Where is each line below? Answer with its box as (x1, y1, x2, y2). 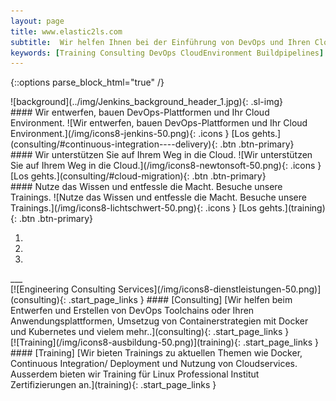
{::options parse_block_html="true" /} (10, 76, 165, 89)
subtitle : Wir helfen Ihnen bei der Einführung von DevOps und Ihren (10, 37, 311, 47)
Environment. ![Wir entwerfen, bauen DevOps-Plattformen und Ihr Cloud (10, 117, 308, 129)
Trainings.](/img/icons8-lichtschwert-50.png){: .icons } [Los (10, 202, 257, 214)
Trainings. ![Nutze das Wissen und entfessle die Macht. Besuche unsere (10, 191, 307, 204)
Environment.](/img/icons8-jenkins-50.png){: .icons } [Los (10, 128, 250, 140)
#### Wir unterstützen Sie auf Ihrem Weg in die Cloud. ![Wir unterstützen (10, 149, 313, 161)
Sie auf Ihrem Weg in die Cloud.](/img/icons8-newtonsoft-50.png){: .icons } (10, 160, 322, 172)
